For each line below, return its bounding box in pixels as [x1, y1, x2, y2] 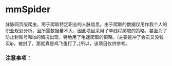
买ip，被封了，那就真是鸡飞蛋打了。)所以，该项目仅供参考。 [5, 40, 130, 47]
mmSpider [5, 4, 51, 15]
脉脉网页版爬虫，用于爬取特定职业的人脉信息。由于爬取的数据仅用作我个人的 [5, 21, 167, 27]
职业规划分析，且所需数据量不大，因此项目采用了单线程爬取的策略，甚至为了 [5, 27, 167, 34]
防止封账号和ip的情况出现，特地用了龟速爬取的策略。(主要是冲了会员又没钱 [5, 34, 164, 40]
